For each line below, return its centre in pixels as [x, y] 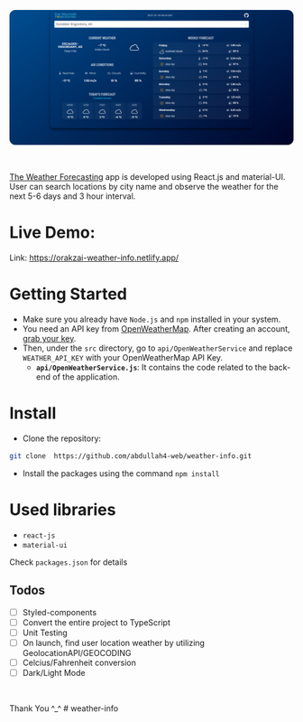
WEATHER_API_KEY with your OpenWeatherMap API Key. [123, 358]
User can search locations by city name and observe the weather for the [144, 187]
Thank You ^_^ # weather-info [64, 708]
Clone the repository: [62, 438]
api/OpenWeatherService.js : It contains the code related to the [151, 368]
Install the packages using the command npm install [121, 473]
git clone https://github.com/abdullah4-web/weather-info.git [131, 456]
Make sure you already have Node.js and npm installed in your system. [151, 319]
